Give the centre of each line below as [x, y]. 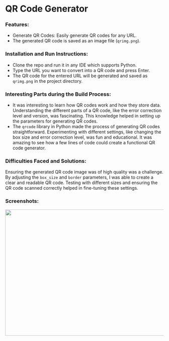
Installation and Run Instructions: [47, 54]
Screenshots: [22, 201]
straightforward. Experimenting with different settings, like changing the [87, 132]
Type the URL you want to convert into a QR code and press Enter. [81, 70]
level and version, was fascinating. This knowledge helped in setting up [87, 116]
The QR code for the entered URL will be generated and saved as [80, 76]
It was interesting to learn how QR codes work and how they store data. [87, 105]
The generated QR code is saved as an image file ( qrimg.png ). [76, 41]
